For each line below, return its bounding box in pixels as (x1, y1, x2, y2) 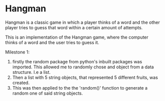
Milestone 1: (5, 49, 30, 55)
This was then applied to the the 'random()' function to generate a (12, 85, 148, 91)
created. (12, 80, 30, 86)
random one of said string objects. (12, 90, 83, 96)
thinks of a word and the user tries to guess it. (5, 39, 99, 45)
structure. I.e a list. (12, 69, 51, 75)
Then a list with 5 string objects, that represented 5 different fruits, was (12, 74, 158, 80)
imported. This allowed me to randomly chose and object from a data (12, 64, 154, 70)
